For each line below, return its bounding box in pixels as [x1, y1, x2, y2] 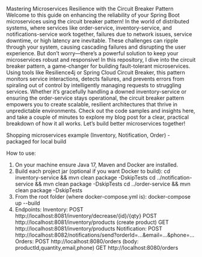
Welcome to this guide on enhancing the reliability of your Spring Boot [6, 11, 180, 19]
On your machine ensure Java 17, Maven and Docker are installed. [14, 162, 179, 168]
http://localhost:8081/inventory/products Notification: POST [14, 225, 162, 232]
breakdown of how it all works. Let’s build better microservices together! [6, 120, 186, 127]
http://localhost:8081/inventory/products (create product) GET [14, 219, 170, 226]
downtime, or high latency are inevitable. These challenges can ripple [6, 37, 179, 44]
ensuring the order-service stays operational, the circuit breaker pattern [6, 94, 185, 101]
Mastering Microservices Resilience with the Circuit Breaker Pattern [6, 5, 174, 12]
